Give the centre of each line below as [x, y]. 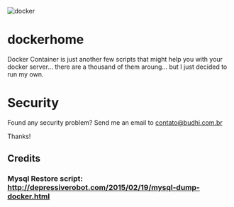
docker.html [29, 196]
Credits [24, 158]
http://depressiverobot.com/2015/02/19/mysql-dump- [104, 188]
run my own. [26, 74]
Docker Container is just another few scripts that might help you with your [115, 59]
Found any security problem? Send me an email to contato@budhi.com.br [115, 122]
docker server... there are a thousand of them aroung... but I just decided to [117, 67]
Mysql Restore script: [45, 179]
